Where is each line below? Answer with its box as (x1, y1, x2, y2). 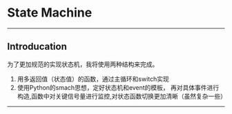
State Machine (7, 5, 93, 21)
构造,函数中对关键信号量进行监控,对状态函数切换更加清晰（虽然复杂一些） (17, 92, 226, 100)
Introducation (7, 41, 67, 53)
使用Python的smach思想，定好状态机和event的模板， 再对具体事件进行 (17, 83, 220, 91)
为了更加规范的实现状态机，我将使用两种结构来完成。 (7, 60, 159, 68)
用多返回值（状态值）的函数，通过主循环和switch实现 (17, 75, 169, 83)
